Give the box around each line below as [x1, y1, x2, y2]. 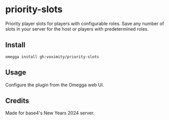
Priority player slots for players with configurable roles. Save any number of [5, 20, 164, 27]
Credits [5, 96, 30, 105]
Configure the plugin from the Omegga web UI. [5, 82, 104, 88]
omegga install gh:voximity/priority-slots [5, 54, 100, 59]
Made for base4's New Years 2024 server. [5, 110, 95, 116]
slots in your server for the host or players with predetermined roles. [5, 26, 149, 32]
